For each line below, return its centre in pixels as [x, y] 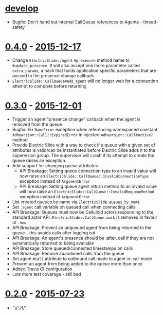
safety [18, 27]
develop [22, 9]
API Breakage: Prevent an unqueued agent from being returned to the [82, 227]
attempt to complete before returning [49, 86]
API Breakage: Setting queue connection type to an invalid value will [88, 171]
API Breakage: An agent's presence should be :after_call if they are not [83, 238]
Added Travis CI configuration [42, 269]
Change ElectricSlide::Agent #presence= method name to [71, 60]
